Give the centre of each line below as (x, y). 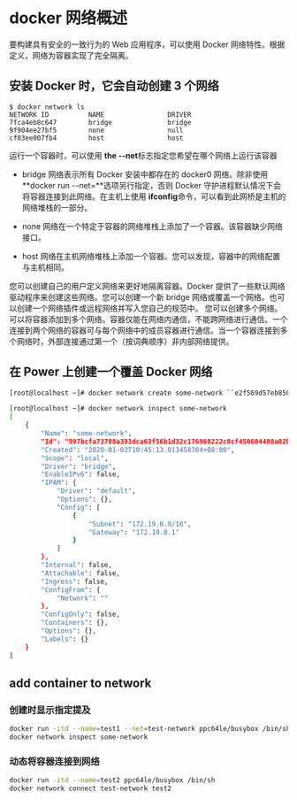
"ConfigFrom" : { (71, 589)
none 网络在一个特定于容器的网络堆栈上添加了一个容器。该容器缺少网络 (152, 226)
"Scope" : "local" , (75, 458)
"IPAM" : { (59, 483)
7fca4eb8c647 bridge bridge (100, 122)
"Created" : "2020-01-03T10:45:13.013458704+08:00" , (138, 450)
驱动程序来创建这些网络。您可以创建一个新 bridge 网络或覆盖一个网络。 (139, 296)
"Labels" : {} (65, 639)
